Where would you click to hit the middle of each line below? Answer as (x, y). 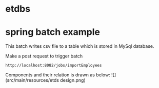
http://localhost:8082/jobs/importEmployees (54, 66)
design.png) (73, 80)
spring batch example (53, 32)
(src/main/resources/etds (32, 80)
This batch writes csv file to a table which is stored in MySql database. (80, 46)
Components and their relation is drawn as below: (58, 75)
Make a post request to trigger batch (44, 56)
